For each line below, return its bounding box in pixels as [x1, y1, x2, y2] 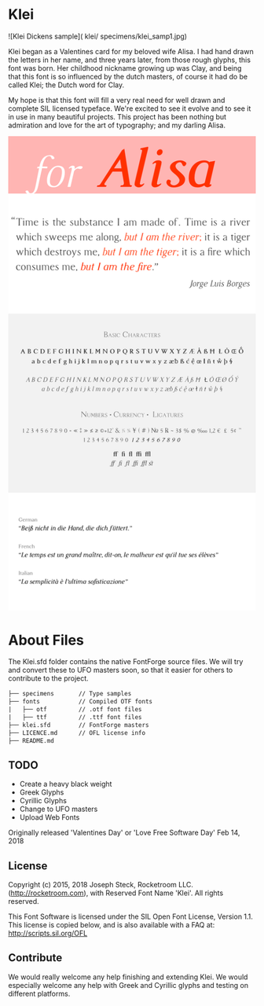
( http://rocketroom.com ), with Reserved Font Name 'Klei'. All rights [8, 888, 224, 898]
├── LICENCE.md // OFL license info [8, 729, 146, 737]
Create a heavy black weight [19, 780, 112, 789]
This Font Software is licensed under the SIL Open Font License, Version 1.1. [8, 912, 254, 921]
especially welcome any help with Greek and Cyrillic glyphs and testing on [8, 980, 249, 989]
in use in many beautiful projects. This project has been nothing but [8, 112, 226, 121]
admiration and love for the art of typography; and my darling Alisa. [8, 120, 226, 130]
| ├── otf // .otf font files [8, 706, 143, 714]
